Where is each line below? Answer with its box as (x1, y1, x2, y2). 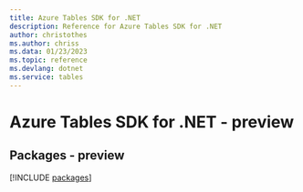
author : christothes (9, 30, 89, 39)
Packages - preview (9, 147, 125, 164)
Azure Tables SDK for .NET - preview (9, 111, 295, 132)
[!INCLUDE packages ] (9, 172, 92, 183)
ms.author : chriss (9, 38, 79, 48)
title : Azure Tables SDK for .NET (9, 13, 141, 23)
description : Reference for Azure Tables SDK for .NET (9, 22, 223, 31)
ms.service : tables (9, 73, 84, 82)
